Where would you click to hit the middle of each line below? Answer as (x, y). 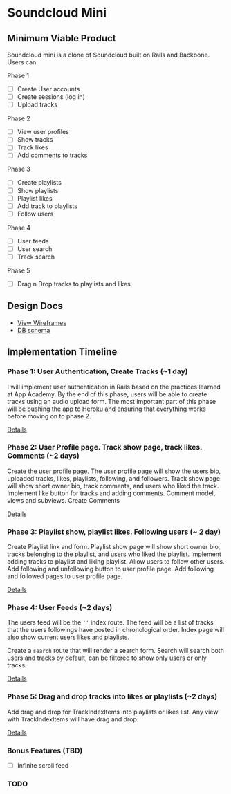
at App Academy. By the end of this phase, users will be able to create (107, 394)
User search (35, 249)
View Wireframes (42, 322)
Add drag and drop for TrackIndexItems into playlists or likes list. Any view (113, 712)
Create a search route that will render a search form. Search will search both (116, 651)
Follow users (35, 214)
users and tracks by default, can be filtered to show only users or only (107, 658)
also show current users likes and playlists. (68, 637)
